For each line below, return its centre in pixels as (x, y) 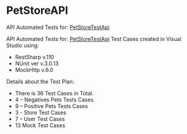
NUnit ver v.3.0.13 (37, 63)
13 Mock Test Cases (40, 125)
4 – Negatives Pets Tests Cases (54, 100)
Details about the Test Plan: (40, 81)
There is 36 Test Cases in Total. (54, 93)
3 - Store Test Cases (40, 112)
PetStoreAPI (37, 11)
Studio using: (23, 45)
